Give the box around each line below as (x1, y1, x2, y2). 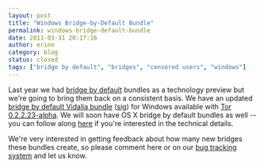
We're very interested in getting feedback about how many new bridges (8, 134, 243, 143)
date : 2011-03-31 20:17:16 (8, 33, 98, 42)
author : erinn (8, 41, 55, 49)
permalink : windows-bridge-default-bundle (8, 26, 151, 34)
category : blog (8, 48, 59, 56)
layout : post (8, 11, 52, 20)
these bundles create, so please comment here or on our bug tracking (8, 142, 237, 151)
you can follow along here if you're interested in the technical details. (8, 118, 234, 128)
